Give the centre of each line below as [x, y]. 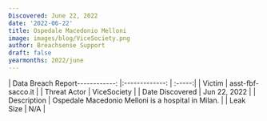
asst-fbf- [244, 83]
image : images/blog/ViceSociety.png [69, 38]
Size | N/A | [27, 108]
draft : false [30, 53]
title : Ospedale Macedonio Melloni [68, 30]
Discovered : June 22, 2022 [53, 16]
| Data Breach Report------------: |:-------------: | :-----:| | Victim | [118, 83]
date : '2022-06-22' [41, 23]
